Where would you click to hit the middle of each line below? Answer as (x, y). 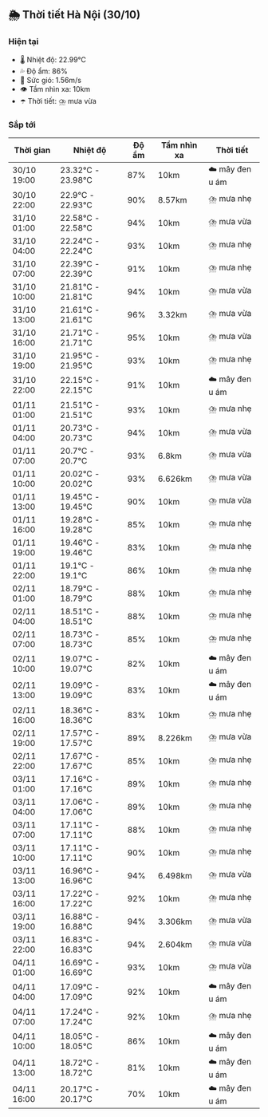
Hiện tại (24, 41)
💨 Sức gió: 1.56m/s (51, 80)
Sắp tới (22, 124)
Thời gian (32, 150)
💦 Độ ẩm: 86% (43, 71)
